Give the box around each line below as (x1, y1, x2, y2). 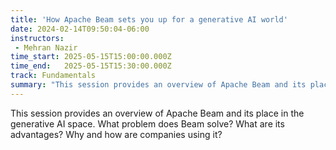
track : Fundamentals (10, 71, 97, 81)
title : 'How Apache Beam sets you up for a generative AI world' (10, 14, 288, 25)
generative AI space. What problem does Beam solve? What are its (10, 117, 285, 130)
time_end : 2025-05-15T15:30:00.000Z (10, 61, 172, 71)
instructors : (10, 33, 65, 43)
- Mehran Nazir (14, 42, 78, 53)
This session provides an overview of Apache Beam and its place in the (10, 107, 305, 119)
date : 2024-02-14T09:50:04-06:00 (10, 24, 150, 34)
